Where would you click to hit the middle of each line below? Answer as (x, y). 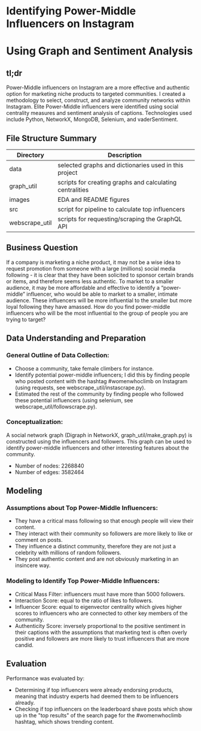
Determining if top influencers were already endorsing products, (94, 690)
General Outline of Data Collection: (58, 356)
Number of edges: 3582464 (49, 472)
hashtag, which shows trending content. (64, 721)
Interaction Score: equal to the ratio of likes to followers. (84, 600)
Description (124, 155)
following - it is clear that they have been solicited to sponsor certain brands (100, 275)
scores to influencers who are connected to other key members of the (101, 613)
